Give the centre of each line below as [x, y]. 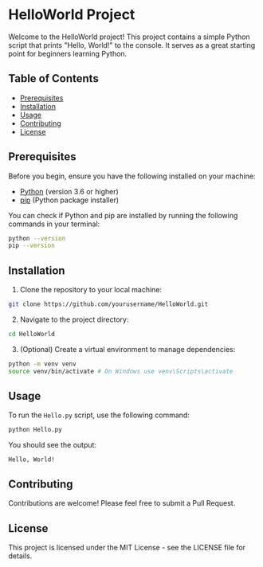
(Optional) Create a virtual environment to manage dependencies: [128, 349]
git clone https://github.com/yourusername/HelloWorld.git [108, 304]
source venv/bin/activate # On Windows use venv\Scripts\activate [121, 371]
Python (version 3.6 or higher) [69, 191]
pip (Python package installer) [69, 200]
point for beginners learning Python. [68, 53]
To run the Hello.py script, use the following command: [99, 415]
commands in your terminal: [54, 224]
